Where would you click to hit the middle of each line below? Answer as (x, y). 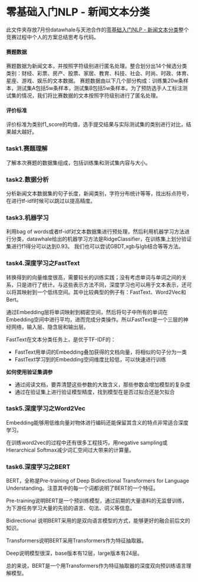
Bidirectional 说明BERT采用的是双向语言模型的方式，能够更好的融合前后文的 (98, 520)
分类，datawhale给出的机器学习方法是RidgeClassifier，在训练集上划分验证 (101, 239)
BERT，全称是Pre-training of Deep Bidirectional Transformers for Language (98, 481)
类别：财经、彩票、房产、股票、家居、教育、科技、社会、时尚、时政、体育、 (99, 73)
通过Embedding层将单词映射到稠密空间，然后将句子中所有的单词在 (87, 312)
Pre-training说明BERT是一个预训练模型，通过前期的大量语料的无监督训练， (97, 501)
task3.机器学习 (27, 218)
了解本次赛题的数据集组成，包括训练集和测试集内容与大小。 (78, 163)
